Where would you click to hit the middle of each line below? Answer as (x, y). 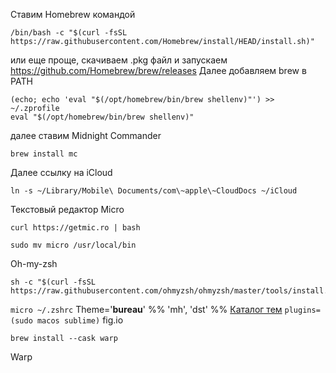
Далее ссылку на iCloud (61, 172)
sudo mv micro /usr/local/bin (73, 245)
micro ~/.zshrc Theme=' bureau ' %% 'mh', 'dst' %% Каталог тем (146, 309)
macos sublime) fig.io (80, 320)
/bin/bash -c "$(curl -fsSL (69, 33)
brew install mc (44, 154)
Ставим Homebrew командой (73, 14)
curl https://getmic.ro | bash (75, 228)
